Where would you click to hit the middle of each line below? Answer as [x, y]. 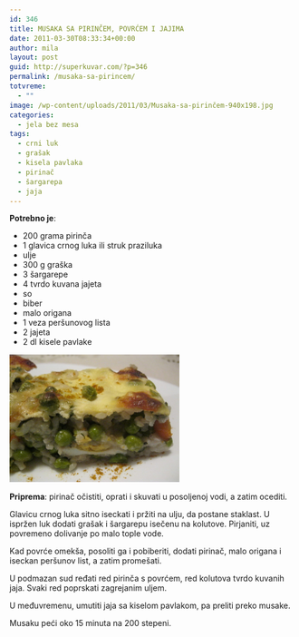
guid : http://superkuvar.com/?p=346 [78, 67]
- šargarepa [40, 181]
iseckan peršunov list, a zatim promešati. [86, 561]
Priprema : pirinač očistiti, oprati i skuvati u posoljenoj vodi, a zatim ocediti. [149, 497]
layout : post [34, 58]
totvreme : [28, 86]
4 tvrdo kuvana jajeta [62, 284]
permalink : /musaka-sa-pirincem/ [72, 77]
